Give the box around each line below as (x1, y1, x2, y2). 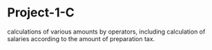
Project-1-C (7, 5, 75, 21)
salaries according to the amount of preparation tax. (7, 34, 155, 42)
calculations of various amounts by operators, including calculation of (7, 27, 206, 36)
